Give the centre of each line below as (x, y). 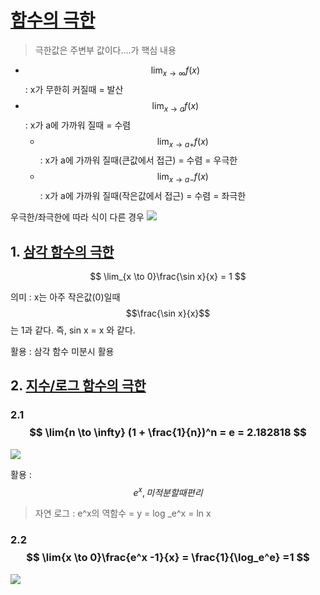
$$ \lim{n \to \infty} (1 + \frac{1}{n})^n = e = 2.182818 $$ (168, 433)
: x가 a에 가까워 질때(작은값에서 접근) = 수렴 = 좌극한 (143, 196)
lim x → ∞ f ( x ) (175, 71)
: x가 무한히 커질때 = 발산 (74, 89)
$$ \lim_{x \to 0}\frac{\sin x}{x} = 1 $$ (168, 276)
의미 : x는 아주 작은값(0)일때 (65, 297)
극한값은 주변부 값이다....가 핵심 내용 (105, 50)
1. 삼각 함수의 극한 (62, 251)
